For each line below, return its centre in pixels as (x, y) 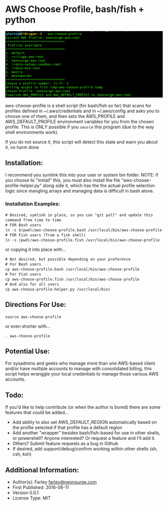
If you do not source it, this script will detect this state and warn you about (82, 142)
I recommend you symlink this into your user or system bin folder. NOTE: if (82, 175)
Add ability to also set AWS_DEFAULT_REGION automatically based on (84, 422)
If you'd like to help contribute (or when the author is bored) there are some (83, 407)
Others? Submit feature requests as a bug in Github (65, 444)
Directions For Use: (36, 305)
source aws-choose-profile (33, 317)
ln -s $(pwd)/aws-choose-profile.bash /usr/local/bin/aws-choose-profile (84, 230)
